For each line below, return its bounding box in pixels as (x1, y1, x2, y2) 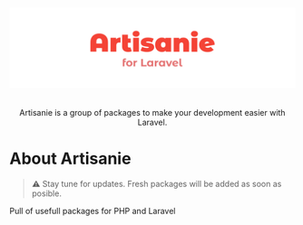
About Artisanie (9, 148, 132, 169)
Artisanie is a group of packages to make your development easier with (19, 107, 286, 117)
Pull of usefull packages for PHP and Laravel (9, 205, 176, 216)
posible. (31, 188, 62, 199)
